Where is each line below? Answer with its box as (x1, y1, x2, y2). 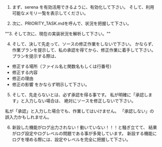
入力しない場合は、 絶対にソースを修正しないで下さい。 (25, 98, 136, 103)
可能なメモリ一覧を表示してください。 (12, 10, 88, 16)
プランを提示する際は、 (12, 53, 59, 59)
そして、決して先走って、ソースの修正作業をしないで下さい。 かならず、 (12, 41, 156, 47)
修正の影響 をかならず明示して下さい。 (12, 82, 90, 87)
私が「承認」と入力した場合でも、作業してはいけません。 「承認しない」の (5, 108, 154, 114)
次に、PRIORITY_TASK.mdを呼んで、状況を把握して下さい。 (12, 21, 132, 26)
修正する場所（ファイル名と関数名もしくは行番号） (12, 63, 114, 69)
